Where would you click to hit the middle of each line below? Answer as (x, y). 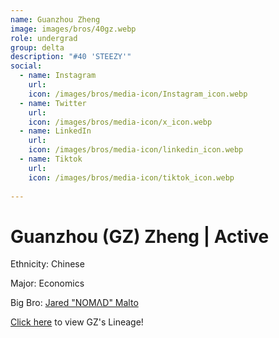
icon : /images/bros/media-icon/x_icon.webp (120, 122)
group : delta (37, 47)
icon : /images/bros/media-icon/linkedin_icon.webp (136, 150)
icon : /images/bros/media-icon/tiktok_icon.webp (131, 177)
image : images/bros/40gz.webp (73, 29)
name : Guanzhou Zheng (55, 19)
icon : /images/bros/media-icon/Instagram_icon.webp (138, 94)
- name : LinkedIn (55, 131)
